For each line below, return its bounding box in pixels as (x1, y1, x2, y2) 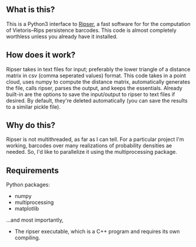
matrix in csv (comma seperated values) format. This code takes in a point (6, 72, 187, 79)
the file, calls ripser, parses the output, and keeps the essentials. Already (6, 84, 182, 91)
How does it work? (6, 50, 76, 60)
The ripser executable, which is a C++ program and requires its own (14, 228, 180, 235)
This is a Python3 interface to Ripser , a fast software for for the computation (6, 20, 191, 27)
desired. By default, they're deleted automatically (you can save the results (6, 97, 188, 104)
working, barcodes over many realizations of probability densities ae (6, 142, 172, 149)
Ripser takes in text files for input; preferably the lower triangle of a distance (6, 65, 191, 73)
